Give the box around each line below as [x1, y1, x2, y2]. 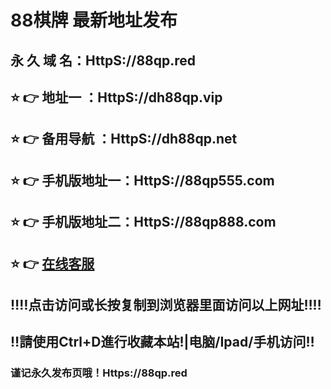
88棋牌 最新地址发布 [10, 9, 178, 32]
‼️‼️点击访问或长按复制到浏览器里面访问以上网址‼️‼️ [10, 296, 322, 313]
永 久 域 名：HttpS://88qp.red [10, 52, 196, 69]
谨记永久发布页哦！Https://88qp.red [10, 366, 188, 380]
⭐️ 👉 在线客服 [10, 255, 95, 272]
